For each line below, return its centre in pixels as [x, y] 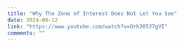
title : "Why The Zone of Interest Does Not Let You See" [92, 13]
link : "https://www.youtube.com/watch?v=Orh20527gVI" [88, 26]
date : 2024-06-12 [33, 20]
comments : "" [26, 33]
